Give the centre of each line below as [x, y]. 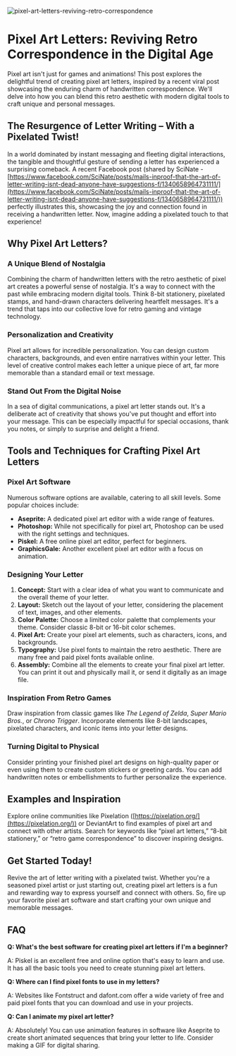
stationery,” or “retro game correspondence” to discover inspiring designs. [116, 839]
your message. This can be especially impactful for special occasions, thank [118, 421]
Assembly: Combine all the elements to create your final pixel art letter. [121, 665]
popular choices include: [43, 505]
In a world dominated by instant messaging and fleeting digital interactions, [116, 154]
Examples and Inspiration [64, 799]
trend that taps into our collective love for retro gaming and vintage [105, 309]
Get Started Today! [50, 861]
